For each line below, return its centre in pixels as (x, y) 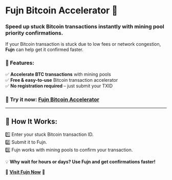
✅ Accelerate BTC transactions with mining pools (58, 74)
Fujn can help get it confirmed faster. (44, 50)
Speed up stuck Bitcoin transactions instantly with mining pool (85, 27)
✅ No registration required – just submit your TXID (59, 86)
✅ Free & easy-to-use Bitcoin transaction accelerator (62, 80)
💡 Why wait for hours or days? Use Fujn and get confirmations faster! (80, 161)
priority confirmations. (34, 33)
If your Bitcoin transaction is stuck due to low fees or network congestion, (83, 44)
